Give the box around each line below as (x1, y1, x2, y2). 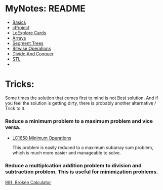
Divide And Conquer (12, 50, 54, 57)
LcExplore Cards (12, 30, 46, 36)
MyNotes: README (5, 3, 85, 14)
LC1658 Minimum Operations (12, 135, 72, 141)
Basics (12, 19, 26, 25)
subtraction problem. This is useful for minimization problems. (5, 168, 158, 175)
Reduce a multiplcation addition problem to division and (5, 162, 142, 169)
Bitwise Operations (12, 45, 51, 51)
